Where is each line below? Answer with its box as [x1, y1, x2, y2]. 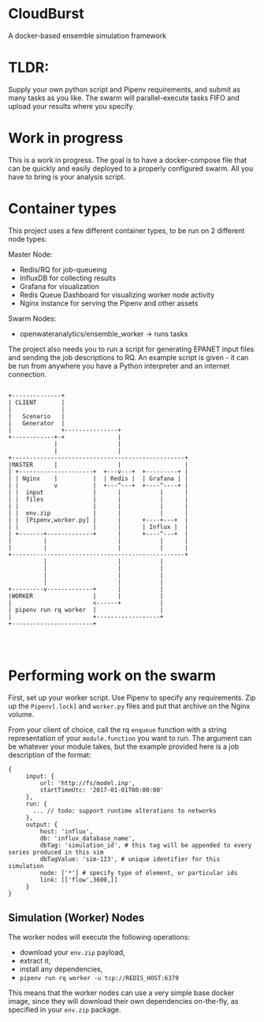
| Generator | [8, 419, 65, 427]
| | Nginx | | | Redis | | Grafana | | [8, 475, 189, 483]
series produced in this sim [8, 848, 104, 856]
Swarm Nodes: [8, 314, 57, 323]
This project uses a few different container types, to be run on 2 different [8, 226, 245, 235]
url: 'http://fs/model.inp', [39, 779, 136, 787]
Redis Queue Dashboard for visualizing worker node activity [19, 290, 215, 299]
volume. [8, 709, 35, 719]
